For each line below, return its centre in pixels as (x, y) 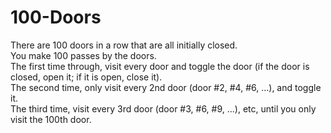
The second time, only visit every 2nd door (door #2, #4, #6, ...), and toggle (166, 87)
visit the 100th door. (51, 119)
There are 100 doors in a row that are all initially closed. (124, 45)
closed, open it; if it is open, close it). (86, 77)
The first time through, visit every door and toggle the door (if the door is (160, 66)
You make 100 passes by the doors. (83, 55)
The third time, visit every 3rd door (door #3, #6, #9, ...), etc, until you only (163, 108)
